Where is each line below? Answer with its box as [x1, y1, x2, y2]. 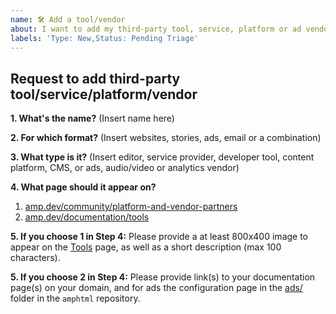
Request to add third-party [10, 70, 181, 87]
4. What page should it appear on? [10, 181, 157, 193]
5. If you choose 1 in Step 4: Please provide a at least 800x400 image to [10, 231, 309, 243]
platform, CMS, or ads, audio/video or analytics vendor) [10, 162, 240, 174]
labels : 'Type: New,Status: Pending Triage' [10, 33, 199, 43]
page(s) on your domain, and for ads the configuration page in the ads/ [10, 282, 303, 294]
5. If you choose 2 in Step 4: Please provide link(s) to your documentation [10, 271, 316, 283]
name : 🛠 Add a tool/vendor [10, 14, 126, 25]
